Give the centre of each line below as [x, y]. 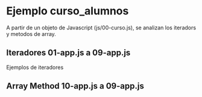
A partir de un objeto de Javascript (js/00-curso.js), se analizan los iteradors [101, 28]
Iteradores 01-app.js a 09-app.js [68, 53]
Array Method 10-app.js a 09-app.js [75, 86]
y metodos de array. [31, 34]
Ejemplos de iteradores [35, 67]
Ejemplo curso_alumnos [68, 11]
